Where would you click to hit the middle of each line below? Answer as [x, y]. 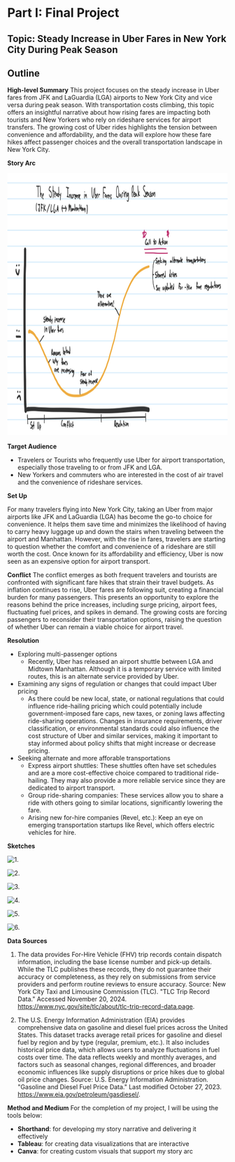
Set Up [17, 496]
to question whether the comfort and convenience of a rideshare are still [112, 546]
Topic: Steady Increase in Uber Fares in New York [117, 39]
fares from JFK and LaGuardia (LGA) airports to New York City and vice [110, 98]
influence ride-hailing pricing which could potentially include [115, 706]
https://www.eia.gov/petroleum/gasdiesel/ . [79, 1094]
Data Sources [27, 941]
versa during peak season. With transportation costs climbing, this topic [111, 105]
